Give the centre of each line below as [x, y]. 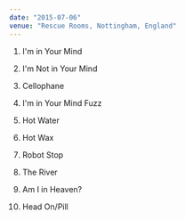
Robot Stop [43, 155]
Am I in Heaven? [52, 189]
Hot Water [40, 120]
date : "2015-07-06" [45, 17]
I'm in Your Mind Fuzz [62, 102]
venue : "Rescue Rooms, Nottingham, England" [93, 26]
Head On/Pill [45, 207]
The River [40, 172]
